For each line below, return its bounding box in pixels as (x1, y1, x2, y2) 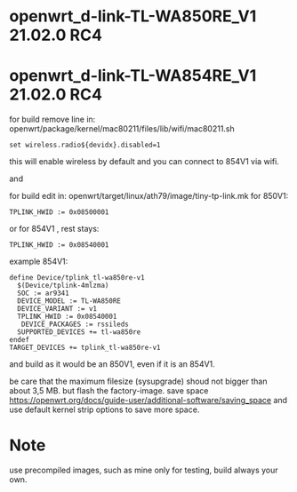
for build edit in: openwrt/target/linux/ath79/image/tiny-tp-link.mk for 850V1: (9, 191, 289, 202)
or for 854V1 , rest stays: (9, 224, 100, 234)
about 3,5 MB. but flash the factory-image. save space (9, 385, 209, 396)
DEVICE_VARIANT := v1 (17, 305, 98, 313)
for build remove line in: (9, 114, 96, 125)
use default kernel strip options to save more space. (9, 404, 200, 415)
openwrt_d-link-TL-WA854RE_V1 (9, 66, 257, 86)
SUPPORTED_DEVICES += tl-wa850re (17, 328, 141, 337)
